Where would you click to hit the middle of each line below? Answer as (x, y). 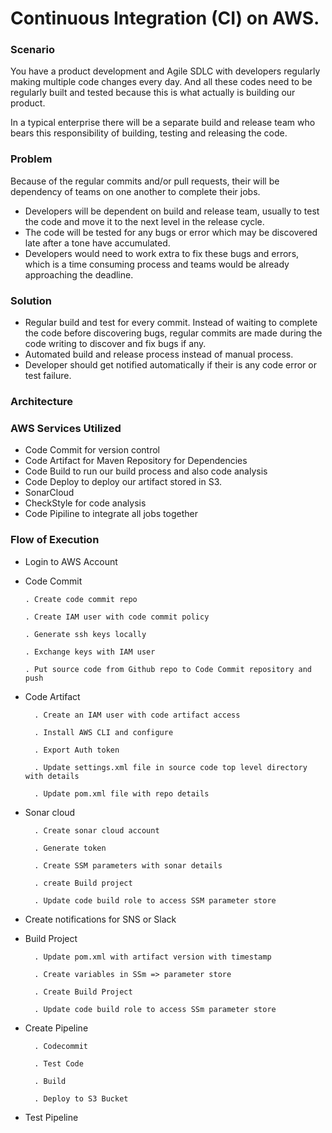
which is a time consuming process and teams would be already (157, 264)
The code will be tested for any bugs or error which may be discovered (171, 232)
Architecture (42, 401)
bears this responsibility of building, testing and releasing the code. (149, 133)
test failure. (48, 376)
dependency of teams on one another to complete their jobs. (135, 191)
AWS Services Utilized (66, 428)
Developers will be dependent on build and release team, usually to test (172, 211)
